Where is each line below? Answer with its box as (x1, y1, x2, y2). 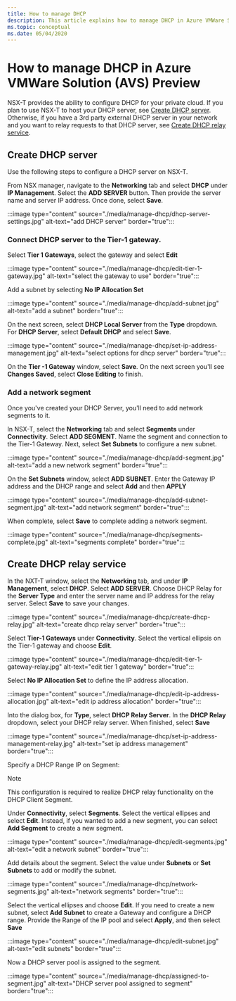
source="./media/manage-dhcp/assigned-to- (78, 972, 209, 981)
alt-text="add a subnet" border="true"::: (7, 307, 124, 315)
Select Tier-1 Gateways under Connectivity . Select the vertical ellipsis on (7, 634, 221, 643)
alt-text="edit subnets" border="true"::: (7, 945, 122, 953)
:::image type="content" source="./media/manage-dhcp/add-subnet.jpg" (7, 299, 219, 308)
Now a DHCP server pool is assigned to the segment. (7, 958, 162, 967)
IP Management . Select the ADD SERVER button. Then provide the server (7, 189, 221, 197)
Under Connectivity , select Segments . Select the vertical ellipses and (7, 809, 211, 817)
